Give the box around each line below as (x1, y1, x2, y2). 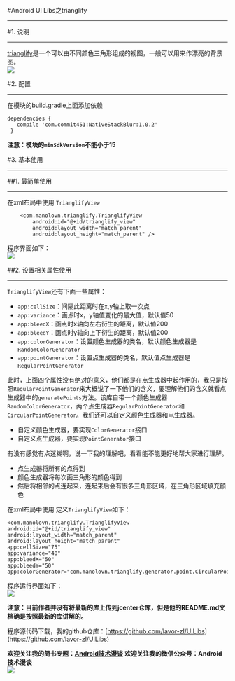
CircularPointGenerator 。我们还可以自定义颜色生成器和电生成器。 (7, 411, 199, 419)
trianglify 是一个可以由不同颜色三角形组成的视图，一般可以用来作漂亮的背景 (7, 49, 222, 57)
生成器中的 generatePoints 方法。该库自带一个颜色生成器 (7, 393, 168, 401)
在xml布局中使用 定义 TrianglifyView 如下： (7, 505, 131, 514)
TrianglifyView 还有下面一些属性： (7, 287, 107, 296)
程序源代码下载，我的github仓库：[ (7, 627, 108, 635)
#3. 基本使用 (7, 156, 43, 163)
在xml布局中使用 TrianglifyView (7, 198, 100, 207)
